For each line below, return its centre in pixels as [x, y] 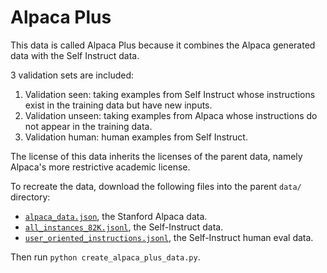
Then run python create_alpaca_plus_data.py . [105, 257]
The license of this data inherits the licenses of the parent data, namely [156, 156]
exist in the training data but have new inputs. [118, 105]
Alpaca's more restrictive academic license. [100, 167]
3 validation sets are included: [72, 75]
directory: [30, 197]
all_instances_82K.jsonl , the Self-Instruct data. [124, 227]
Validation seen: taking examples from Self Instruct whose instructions [170, 94]
